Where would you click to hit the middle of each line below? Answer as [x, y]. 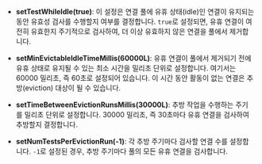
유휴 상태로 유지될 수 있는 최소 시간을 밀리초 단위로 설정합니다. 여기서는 [126, 68]
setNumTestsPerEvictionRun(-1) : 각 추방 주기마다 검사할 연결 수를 [121, 141]
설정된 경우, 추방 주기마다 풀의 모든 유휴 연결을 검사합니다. [138, 151]
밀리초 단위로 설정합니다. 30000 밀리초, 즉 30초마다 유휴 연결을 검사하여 [137, 114]
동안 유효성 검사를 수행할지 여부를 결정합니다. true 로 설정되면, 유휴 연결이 [130, 21]
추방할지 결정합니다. [46, 124]
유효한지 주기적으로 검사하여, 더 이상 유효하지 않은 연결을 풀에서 [129, 31]
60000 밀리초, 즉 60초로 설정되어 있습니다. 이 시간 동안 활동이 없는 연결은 [130, 78]
